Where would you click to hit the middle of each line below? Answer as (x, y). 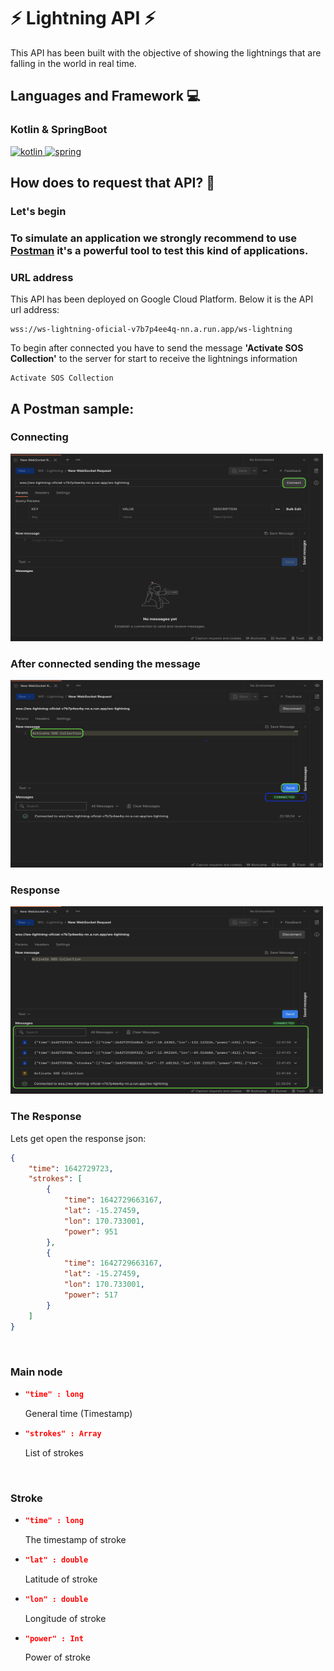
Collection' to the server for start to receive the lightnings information (154, 359)
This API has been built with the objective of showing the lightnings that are (166, 52)
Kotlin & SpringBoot (59, 130)
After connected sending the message (105, 663)
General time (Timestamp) (78, 1413)
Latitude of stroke (61, 1579)
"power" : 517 (90, 1295)
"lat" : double (56, 1560)
